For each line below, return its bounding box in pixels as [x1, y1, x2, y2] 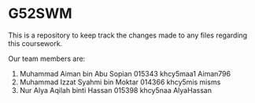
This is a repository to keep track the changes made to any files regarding [8, 30, 248, 40]
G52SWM [8, 5, 72, 23]
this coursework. [8, 38, 63, 48]
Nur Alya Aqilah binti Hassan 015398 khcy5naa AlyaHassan [19, 85, 213, 94]
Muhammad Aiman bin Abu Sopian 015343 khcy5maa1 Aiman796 [19, 69, 231, 78]
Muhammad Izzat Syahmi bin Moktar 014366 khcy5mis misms [19, 77, 221, 87]
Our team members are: [8, 54, 86, 63]
